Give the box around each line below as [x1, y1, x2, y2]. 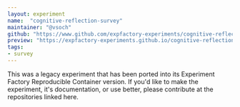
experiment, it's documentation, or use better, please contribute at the [7, 85, 214, 93]
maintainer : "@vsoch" [7, 24, 72, 31]
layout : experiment [7, 10, 66, 18]
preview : [7, 37, 34, 44]
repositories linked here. [7, 92, 79, 101]
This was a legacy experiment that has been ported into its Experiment [7, 69, 216, 78]
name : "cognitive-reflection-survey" [7, 17, 123, 24]
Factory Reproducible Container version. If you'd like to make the [7, 77, 199, 86]
